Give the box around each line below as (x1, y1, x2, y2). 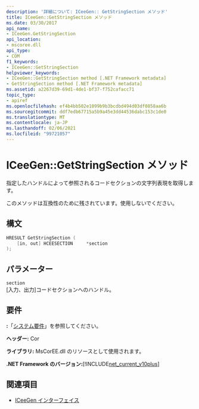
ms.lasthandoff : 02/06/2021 (6, 125, 76, 131)
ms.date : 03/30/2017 (6, 20, 58, 26)
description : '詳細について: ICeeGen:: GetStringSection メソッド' (6, 8, 168, 15)
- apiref (6, 97, 28, 103)
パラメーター (6, 264, 54, 274)
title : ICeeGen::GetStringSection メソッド (6, 14, 112, 20)
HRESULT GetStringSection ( (6, 235, 76, 241)
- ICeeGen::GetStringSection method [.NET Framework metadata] (6, 75, 167, 81)
